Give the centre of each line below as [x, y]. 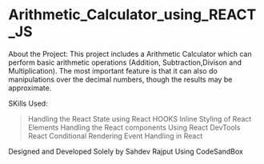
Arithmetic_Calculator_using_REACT [132, 15]
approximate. [30, 88]
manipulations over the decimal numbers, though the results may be [120, 79]
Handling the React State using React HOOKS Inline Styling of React [140, 118]
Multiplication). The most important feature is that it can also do [113, 70]
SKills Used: [28, 103]
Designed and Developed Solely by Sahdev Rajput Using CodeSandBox [126, 151]
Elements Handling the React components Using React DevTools [134, 127]
